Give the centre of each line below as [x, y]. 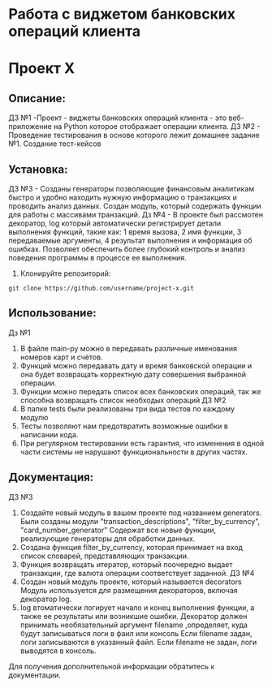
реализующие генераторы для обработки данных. [108, 538]
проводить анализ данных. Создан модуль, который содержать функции [135, 206]
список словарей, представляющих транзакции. [104, 556]
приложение [30, 127]
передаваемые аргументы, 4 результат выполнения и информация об [131, 241]
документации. [35, 675]
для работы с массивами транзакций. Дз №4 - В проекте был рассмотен [136, 215]
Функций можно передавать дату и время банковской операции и [136, 365]
